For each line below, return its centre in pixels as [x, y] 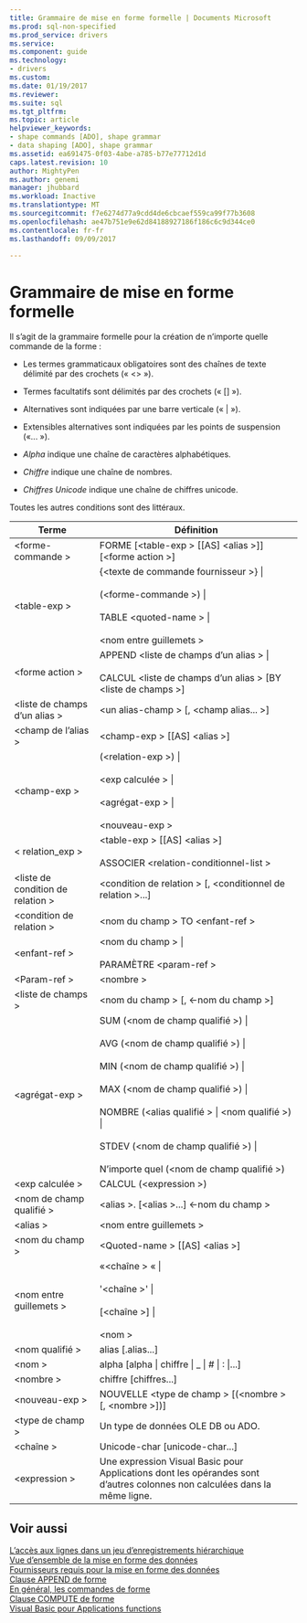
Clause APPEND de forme [58, 1580]
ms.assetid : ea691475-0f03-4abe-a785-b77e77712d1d [108, 154]
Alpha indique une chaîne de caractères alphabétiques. [127, 454]
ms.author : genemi [44, 179]
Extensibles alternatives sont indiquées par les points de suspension [151, 427]
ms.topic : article [44, 120]
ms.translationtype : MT [55, 205]
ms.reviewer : [34, 94]
